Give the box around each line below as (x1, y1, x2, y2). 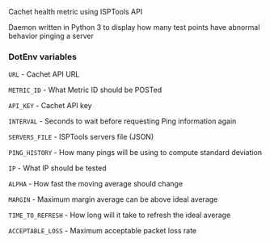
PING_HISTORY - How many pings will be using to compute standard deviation (8, 148, 263, 157)
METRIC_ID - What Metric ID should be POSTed (8, 85, 162, 95)
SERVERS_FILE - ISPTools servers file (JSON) (8, 132, 154, 142)
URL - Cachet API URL (8, 69, 80, 79)
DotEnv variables (8, 51, 77, 62)
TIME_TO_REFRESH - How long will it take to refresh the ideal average (8, 210, 231, 220)
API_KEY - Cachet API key (8, 101, 92, 111)
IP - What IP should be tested (8, 163, 107, 173)
